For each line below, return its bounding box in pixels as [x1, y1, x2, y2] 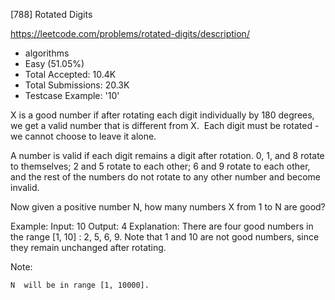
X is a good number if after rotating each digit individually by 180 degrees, [10, 109, 315, 121]
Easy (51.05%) [24, 58, 85, 69]
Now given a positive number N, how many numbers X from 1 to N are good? [10, 201, 326, 213]
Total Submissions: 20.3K [24, 79, 130, 91]
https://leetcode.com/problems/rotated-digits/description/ [10, 28, 250, 39]
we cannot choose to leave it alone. [10, 130, 157, 142]
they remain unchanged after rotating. [10, 242, 167, 253]
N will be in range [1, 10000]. [10, 280, 150, 290]
